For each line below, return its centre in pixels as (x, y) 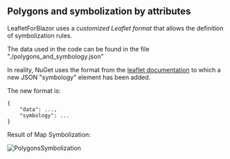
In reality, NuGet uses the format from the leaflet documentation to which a (114, 69)
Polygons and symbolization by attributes (99, 11)
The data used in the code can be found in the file (79, 49)
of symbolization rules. (40, 35)
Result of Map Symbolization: (49, 134)
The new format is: (34, 90)
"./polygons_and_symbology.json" (55, 56)
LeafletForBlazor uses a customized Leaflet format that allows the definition (115, 28)
